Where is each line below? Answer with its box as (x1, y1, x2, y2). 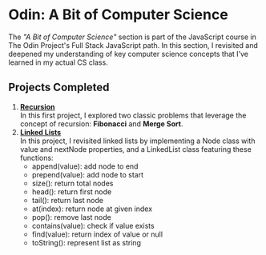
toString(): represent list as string (31, 237, 142, 247)
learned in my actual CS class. (8, 58, 108, 67)
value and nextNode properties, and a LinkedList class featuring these (19, 144, 252, 153)
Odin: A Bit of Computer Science (8, 6, 228, 24)
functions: (19, 153, 54, 162)
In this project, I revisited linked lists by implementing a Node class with (19, 136, 256, 145)
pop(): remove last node (31, 212, 112, 221)
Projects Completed (8, 81, 110, 94)
